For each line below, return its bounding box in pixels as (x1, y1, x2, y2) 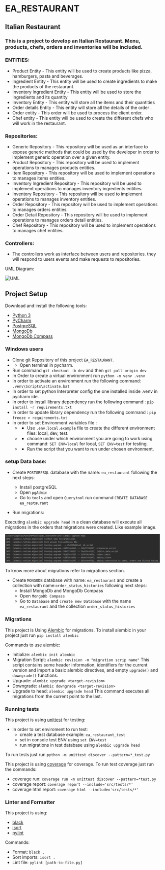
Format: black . (12, 849, 45, 855)
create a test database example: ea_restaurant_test (19, 731, 126, 737)
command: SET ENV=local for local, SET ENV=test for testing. (27, 441, 148, 447)
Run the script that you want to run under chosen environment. (27, 446, 154, 452)
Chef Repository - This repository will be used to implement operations (12, 222, 156, 228)
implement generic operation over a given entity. (12, 154, 110, 160)
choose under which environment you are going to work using (27, 435, 153, 441)
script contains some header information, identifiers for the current (12, 661, 148, 668)
